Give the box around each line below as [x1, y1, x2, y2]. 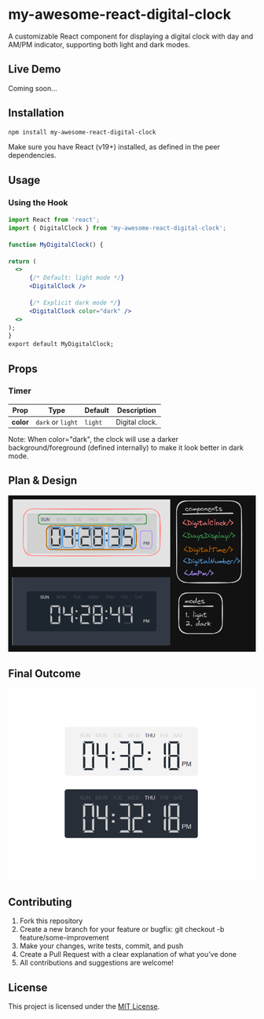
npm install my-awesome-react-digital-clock [8, 128, 156, 136]
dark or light [35, 417, 79, 426]
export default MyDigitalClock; [8, 340, 114, 348]
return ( [8, 257, 37, 265]
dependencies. [8, 151, 57, 160]
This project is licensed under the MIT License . [8, 1002, 160, 1011]
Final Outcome [8, 667, 81, 681]
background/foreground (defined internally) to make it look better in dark [8, 443, 244, 453]
